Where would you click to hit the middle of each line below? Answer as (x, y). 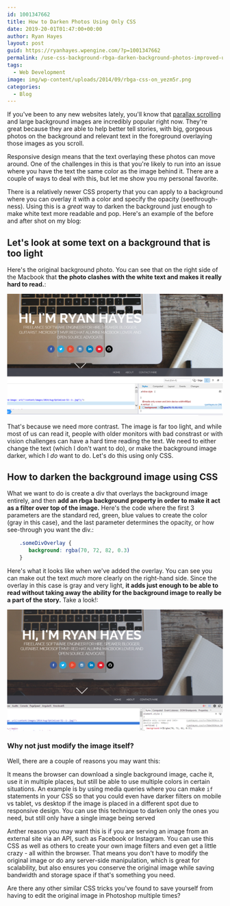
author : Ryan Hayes (35, 36)
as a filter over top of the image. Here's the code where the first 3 (101, 508)
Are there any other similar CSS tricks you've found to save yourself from (110, 888)
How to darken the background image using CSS (113, 477)
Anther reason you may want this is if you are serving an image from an (108, 831)
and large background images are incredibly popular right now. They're (107, 122)
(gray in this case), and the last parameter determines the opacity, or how (111, 523)
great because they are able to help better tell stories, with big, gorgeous (110, 129)
